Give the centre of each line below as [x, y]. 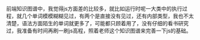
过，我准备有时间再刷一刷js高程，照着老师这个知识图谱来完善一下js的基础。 [99, 31]
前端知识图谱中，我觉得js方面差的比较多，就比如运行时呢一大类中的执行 [94, 9]
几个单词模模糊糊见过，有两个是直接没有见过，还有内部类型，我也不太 [108, 16]
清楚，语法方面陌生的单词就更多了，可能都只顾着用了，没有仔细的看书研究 [97, 23]
